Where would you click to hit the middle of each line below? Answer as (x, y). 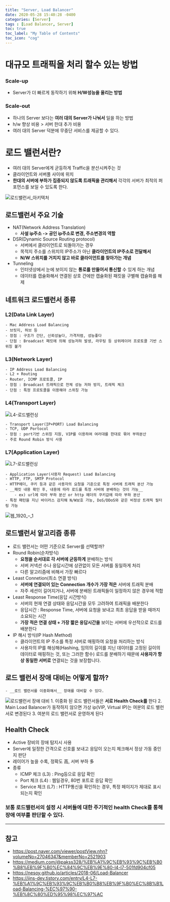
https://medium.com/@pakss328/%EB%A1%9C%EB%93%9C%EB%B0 (88, 862)
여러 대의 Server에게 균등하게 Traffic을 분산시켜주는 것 (67, 168)
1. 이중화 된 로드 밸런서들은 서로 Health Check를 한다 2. (106, 701)
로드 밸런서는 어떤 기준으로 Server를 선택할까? (58, 546)
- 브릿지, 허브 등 (22, 330)
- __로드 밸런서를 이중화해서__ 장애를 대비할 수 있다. (55, 691)
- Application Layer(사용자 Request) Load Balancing (60, 474)
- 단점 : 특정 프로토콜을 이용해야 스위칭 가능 (47, 390)
